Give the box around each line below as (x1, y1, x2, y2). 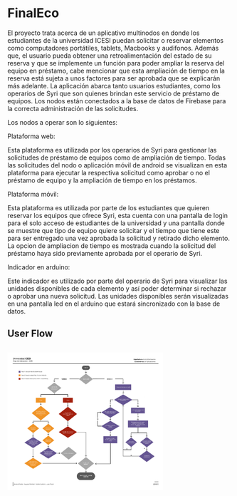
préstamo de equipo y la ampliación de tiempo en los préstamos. (7, 176, 197, 185)
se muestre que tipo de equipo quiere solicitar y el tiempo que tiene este (7, 226, 220, 234)
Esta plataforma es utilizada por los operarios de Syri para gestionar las (7, 145, 217, 154)
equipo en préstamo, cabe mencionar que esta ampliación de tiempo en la (7, 66, 226, 75)
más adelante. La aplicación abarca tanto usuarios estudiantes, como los (7, 81, 221, 90)
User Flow (7, 328, 53, 340)
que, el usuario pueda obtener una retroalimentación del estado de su (7, 51, 212, 60)
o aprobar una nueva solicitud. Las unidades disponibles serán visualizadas (7, 291, 229, 300)
